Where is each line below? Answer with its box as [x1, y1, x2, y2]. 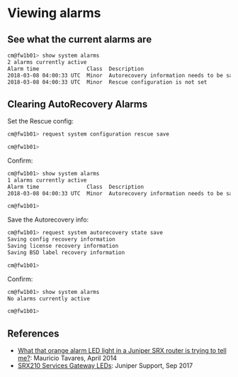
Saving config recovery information [7, 236, 115, 243]
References [7, 327, 59, 339]
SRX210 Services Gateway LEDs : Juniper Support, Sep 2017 [17, 361, 193, 370]
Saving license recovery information [7, 243, 119, 250]
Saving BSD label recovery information [7, 248, 125, 256]
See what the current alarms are [7, 33, 152, 45]
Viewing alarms [7, 5, 101, 21]
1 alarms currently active [7, 176, 87, 184]
